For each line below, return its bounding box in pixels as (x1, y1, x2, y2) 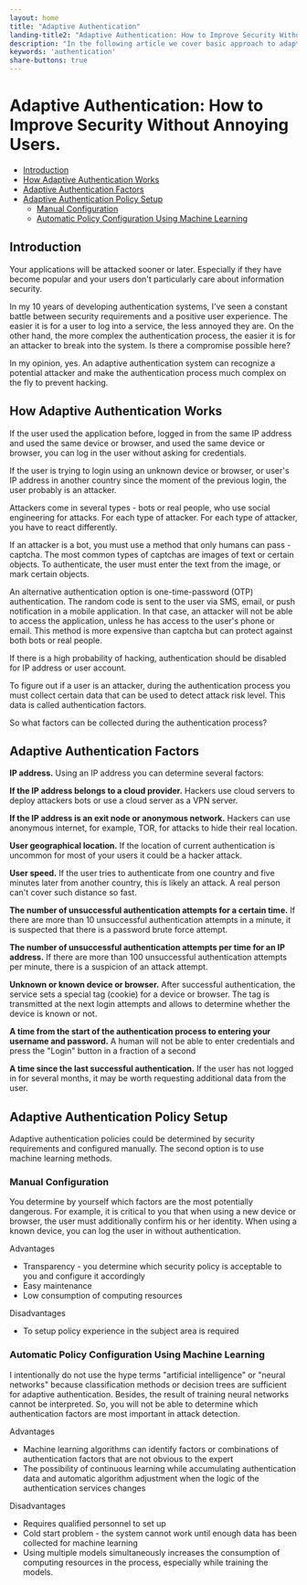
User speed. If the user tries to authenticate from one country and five (9, 868, 276, 879)
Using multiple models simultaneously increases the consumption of (22, 1547, 281, 1558)
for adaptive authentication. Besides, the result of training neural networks (9, 1388, 290, 1399)
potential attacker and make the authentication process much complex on (9, 367, 287, 378)
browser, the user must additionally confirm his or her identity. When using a (9, 1216, 297, 1226)
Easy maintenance (22, 1280, 93, 1291)
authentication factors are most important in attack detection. (9, 1408, 240, 1419)
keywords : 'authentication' (9, 48, 117, 57)
